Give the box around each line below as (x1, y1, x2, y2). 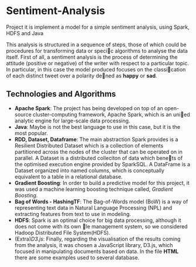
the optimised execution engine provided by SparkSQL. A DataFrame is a (14, 160, 191, 167)
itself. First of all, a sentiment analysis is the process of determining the (6, 53, 178, 60)
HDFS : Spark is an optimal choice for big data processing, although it (14, 217, 181, 224)
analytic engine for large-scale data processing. (14, 117, 130, 124)
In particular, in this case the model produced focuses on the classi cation (6, 66, 186, 73)
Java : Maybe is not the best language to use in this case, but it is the (14, 123, 180, 130)
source (14, 111, 32, 118)
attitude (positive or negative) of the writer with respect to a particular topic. (6, 60, 189, 67)
